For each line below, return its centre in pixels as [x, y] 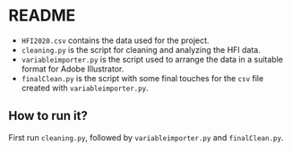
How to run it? [48, 116]
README [42, 16]
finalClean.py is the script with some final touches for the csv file [142, 78]
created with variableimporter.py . [85, 88]
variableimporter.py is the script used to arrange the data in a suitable [152, 59]
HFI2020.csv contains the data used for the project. [115, 40]
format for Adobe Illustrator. [73, 69]
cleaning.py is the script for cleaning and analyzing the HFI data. [141, 49]
